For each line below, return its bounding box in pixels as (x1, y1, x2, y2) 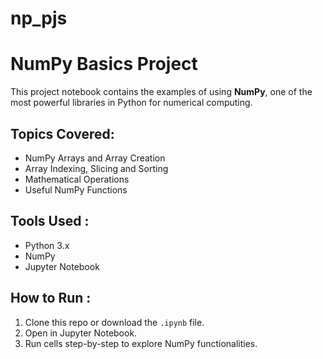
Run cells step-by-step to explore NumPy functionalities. (24, 337, 258, 349)
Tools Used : (10, 213, 90, 230)
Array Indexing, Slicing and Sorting (24, 162, 169, 174)
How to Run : (10, 290, 92, 307)
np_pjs (10, 7, 68, 30)
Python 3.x (24, 239, 70, 251)
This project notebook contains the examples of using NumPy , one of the (10, 86, 313, 98)
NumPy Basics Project (10, 53, 198, 76)
